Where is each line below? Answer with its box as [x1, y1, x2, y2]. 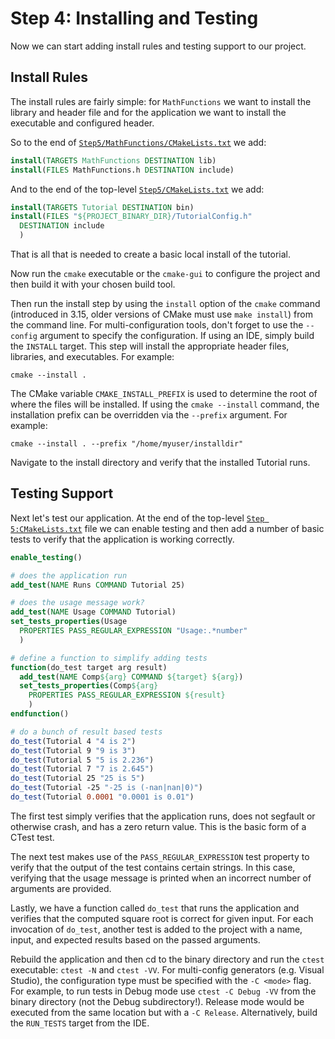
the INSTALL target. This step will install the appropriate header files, [10, 340, 290, 352]
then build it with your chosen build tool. [10, 278, 176, 290]
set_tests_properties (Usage [10, 617, 128, 627]
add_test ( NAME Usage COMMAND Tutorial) [10, 607, 177, 617]
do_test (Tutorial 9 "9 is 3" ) [10, 745, 137, 756]
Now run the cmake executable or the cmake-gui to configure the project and [10, 268, 321, 279]
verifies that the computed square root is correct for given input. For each [10, 912, 314, 924]
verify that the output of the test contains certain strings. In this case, [10, 861, 296, 873]
